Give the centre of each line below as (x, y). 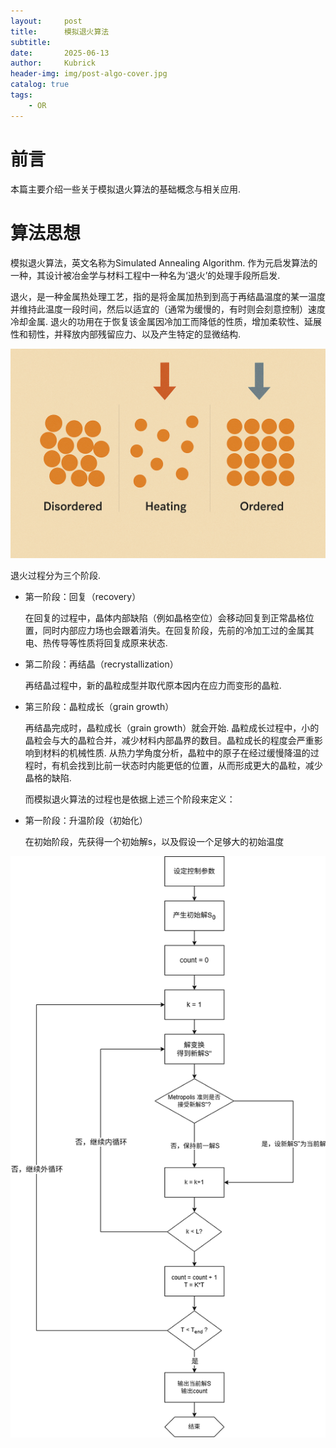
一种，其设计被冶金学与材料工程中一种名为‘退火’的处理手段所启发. (145, 275)
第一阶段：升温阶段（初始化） (86, 821)
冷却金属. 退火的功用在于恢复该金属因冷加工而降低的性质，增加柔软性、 (157, 321)
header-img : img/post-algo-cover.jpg (89, 74)
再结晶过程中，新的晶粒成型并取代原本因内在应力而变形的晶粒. (153, 686)
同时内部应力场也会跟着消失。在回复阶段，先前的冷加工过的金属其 (178, 631)
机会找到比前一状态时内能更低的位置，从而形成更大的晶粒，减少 (191, 766)
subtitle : (31, 42)
